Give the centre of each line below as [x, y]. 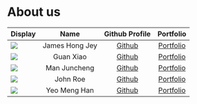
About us [34, 12]
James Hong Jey [70, 45]
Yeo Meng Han [70, 90]
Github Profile [127, 34]
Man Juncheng [70, 67]
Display [23, 34]
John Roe [70, 79]
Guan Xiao [70, 56]
